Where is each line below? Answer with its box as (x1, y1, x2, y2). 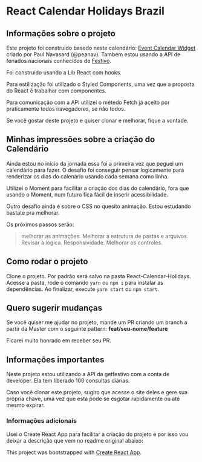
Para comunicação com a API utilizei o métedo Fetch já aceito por (6, 99, 170, 106)
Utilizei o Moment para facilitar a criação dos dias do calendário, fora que (6, 184, 189, 192)
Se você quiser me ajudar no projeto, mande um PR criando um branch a (6, 319, 187, 326)
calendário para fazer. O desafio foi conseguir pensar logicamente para (6, 166, 184, 174)
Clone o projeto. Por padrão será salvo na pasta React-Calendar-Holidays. (6, 272, 192, 279)
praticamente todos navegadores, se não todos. (6, 105, 126, 112)
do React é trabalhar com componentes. (6, 87, 107, 94)
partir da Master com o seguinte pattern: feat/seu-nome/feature (6, 325, 168, 333)
